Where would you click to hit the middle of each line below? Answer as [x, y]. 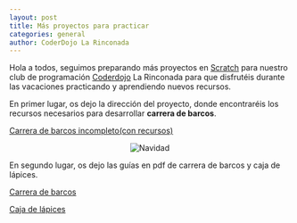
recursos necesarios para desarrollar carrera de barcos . [113, 113]
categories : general [48, 34]
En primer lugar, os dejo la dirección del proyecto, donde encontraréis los [144, 104]
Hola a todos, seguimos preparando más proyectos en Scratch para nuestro [148, 68]
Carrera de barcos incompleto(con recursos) [91, 131]
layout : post [33, 17]
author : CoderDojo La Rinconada [69, 42]
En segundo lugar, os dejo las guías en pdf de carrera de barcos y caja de [145, 165]
